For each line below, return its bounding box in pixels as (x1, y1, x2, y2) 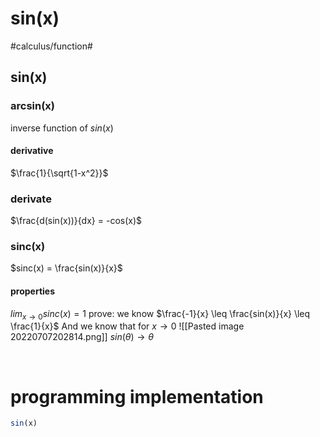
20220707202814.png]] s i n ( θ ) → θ (10, 331, 155, 343)
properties (10, 285, 56, 297)
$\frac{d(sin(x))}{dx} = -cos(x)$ (10, 215, 142, 227)
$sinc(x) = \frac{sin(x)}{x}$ (10, 262, 123, 274)
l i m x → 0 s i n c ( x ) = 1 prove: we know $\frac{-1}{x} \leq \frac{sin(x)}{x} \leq (10, 307, 311, 322)
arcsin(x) (10, 99, 55, 113)
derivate (10, 192, 52, 206)
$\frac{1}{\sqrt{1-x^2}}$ (10, 167, 109, 179)
